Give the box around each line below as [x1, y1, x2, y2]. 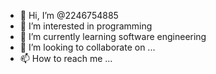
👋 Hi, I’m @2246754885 [19, 10, 119, 21]
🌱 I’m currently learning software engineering [19, 31, 207, 42]
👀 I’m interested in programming [19, 20, 153, 32]
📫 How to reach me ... [19, 53, 113, 64]
